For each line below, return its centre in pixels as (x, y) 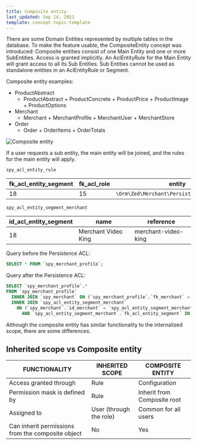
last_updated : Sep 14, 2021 (40, 17)
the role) (103, 417)
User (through (111, 409)
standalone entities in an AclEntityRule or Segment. (68, 70)
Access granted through (43, 383)
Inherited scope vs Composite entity (74, 349)
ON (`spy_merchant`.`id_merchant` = (62, 308)
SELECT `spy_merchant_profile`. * (47, 286)
